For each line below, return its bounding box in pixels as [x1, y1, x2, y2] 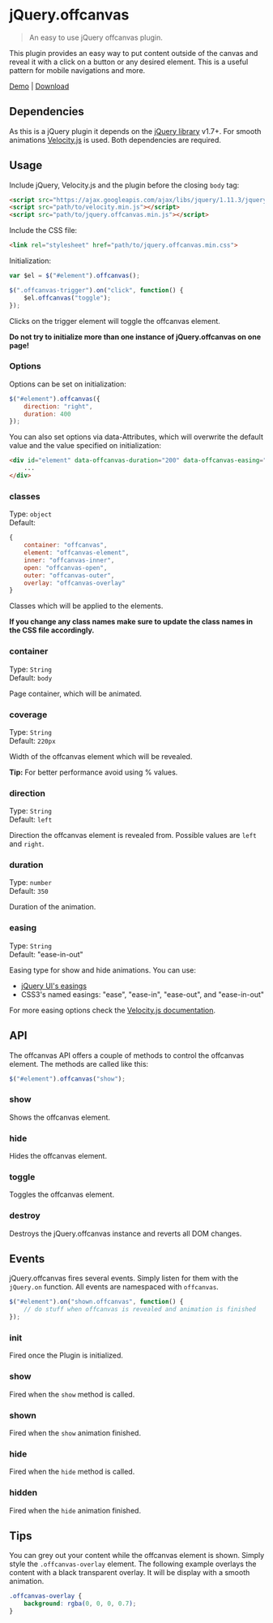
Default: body [9, 672, 53, 683]
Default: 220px [9, 736, 56, 745]
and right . [9, 839, 45, 849]
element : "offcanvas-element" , [23, 549, 130, 557]
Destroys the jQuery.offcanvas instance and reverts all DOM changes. [9, 1228, 242, 1238]
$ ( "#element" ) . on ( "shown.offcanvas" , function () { [9, 1297, 184, 1306]
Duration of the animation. [9, 902, 96, 912]
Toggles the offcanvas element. [9, 1189, 115, 1199]
